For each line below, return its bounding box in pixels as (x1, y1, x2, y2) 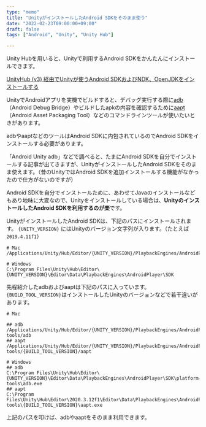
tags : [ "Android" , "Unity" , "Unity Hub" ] (6, 32, 114, 38)
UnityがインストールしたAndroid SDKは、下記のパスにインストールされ (6, 217, 186, 225)
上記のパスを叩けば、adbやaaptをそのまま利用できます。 (6, 414, 150, 421)
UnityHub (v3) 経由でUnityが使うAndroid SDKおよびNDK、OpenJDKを (6, 75, 185, 83)
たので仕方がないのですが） (6, 176, 77, 183)
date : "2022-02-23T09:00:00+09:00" (6, 20, 97, 26)
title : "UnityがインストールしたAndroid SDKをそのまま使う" (6, 15, 148, 21)
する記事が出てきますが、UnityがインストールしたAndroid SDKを (17, 161, 181, 168)
